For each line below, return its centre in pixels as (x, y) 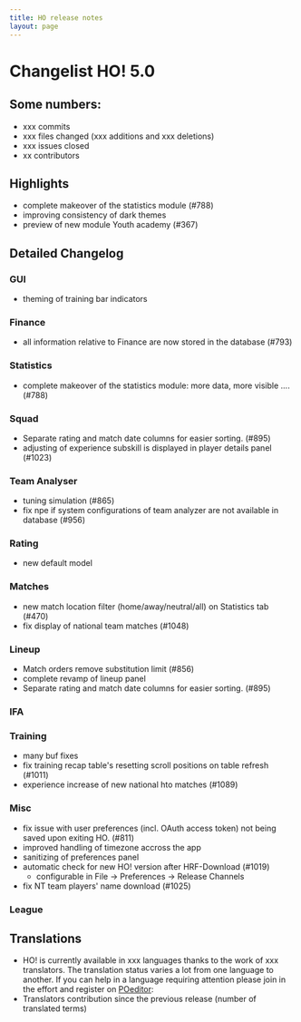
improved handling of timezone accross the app (112, 847)
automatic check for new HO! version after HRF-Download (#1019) (146, 866)
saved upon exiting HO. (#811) (78, 837)
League (26, 910)
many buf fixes (50, 756)
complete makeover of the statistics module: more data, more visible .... (156, 385)
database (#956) (54, 520)
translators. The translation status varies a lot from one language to (148, 970)
